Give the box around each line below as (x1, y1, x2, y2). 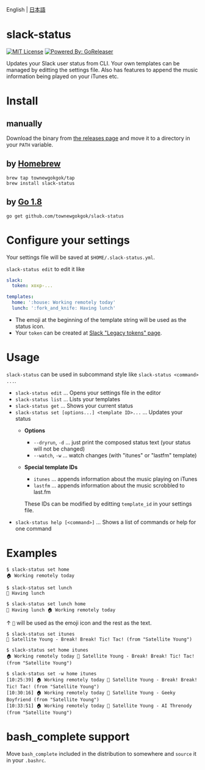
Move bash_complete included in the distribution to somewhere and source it (6, 750, 197, 757)
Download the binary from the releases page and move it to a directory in (6, 134, 190, 142)
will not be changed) (33, 445, 85, 452)
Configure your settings (6, 233, 130, 247)
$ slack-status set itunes (6, 631, 75, 637)
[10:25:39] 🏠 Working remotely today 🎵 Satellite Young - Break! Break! (6, 677, 198, 683)
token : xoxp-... (12, 283, 53, 289)
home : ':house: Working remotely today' (12, 299, 116, 306)
